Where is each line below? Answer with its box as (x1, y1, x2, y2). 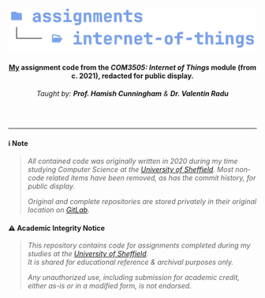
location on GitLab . (27, 205, 90, 214)
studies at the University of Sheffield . (27, 249, 149, 259)
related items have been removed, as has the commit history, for (46, 173, 256, 183)
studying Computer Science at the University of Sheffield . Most (27, 165, 234, 174)
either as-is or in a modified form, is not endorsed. (27, 281, 192, 291)
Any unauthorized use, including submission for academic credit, (27, 273, 241, 282)
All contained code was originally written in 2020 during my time (27, 156, 238, 166)
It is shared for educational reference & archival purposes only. (27, 258, 234, 267)
